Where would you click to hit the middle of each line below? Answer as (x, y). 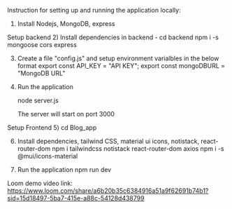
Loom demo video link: (40, 183)
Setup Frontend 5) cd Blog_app (52, 128)
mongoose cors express (42, 45)
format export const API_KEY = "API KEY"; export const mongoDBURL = (121, 66)
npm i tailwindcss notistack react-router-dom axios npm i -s (138, 149)
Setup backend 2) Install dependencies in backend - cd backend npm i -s (113, 37)
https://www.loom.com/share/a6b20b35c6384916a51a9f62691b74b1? (108, 191)
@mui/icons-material (48, 156)
